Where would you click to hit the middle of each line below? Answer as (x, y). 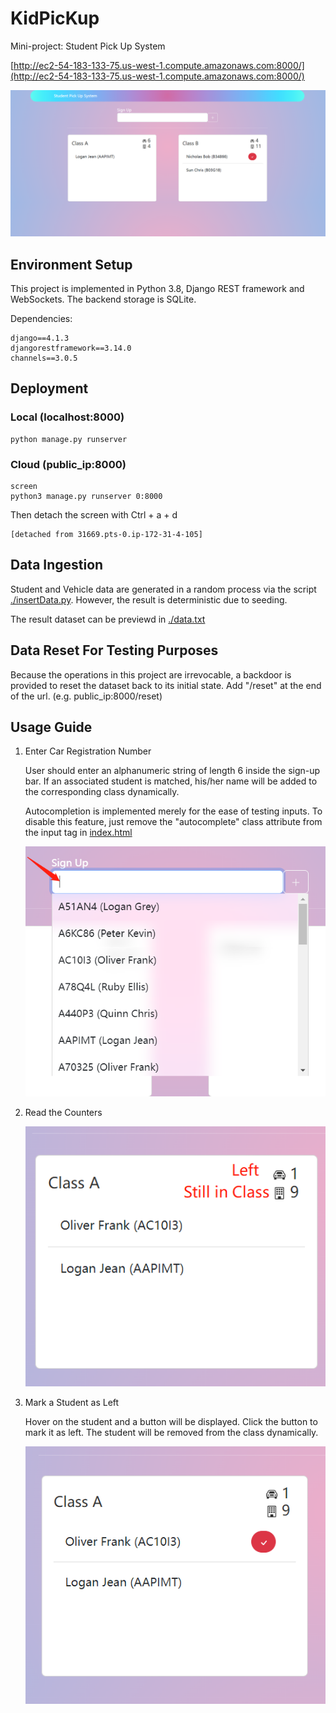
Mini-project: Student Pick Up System (88, 46)
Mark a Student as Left (72, 1402)
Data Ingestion (57, 565)
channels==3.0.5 (44, 358)
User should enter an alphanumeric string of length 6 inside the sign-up (172, 771)
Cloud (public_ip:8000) (68, 464)
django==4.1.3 (40, 338)
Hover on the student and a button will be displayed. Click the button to (171, 1421)
